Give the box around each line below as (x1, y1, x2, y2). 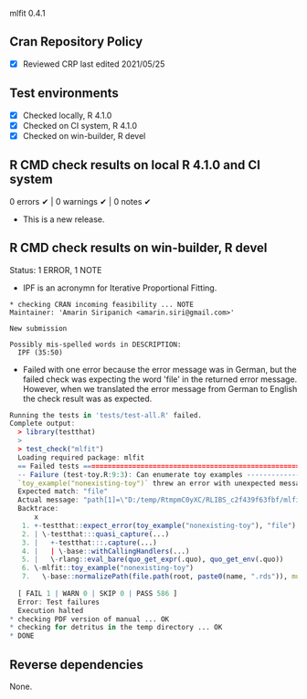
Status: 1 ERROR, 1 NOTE (9, 264, 102, 275)
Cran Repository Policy (9, 34, 143, 49)
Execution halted (17, 606, 84, 615)
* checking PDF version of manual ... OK (9, 614, 170, 624)
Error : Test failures (17, 598, 101, 607)
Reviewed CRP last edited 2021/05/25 (22, 58, 165, 69)
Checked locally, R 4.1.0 (22, 110, 112, 121)
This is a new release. (22, 214, 105, 225)
